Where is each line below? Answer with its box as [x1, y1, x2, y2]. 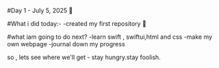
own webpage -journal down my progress [7, 40, 125, 48]
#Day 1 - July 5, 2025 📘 [7, 7, 73, 14]
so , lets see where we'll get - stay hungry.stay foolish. [7, 53, 161, 61]
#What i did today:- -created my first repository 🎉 [7, 20, 147, 27]
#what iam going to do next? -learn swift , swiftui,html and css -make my [7, 33, 213, 41]
